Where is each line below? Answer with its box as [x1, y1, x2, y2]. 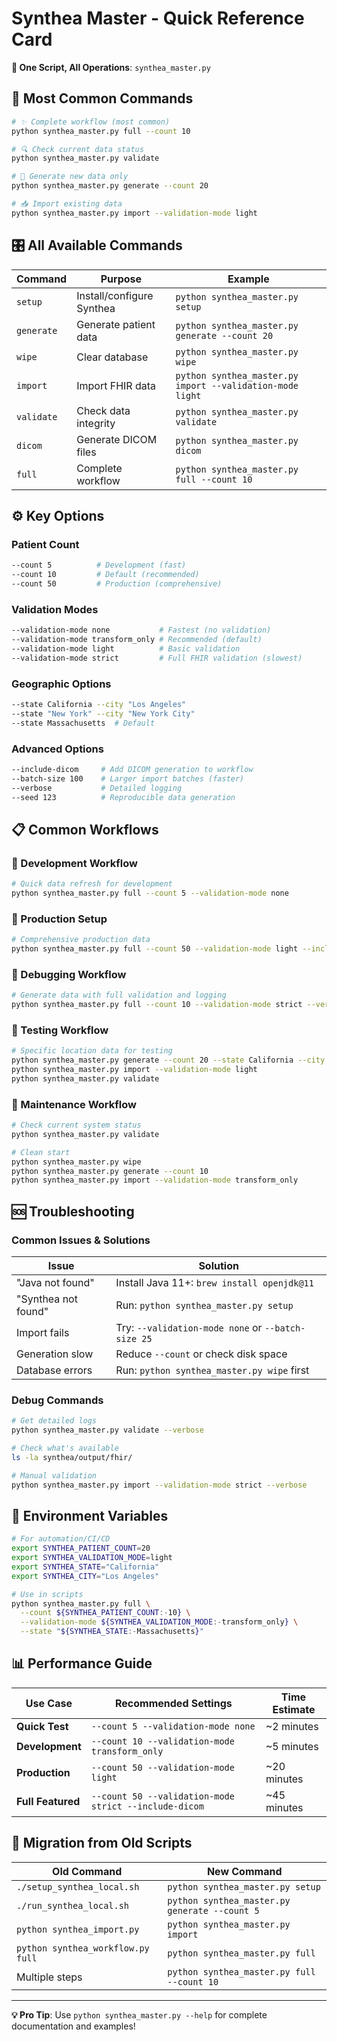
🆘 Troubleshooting [11, 1203, 135, 1220]
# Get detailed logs [11, 1416, 98, 1426]
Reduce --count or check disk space [115, 1347, 288, 1361]
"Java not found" [16, 1275, 95, 1289]
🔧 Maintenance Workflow [11, 1097, 137, 1111]
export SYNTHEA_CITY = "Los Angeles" [11, 1571, 160, 1581]
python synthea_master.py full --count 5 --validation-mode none [11, 888, 289, 898]
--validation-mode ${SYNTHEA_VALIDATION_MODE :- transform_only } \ [20, 1617, 299, 1627]
